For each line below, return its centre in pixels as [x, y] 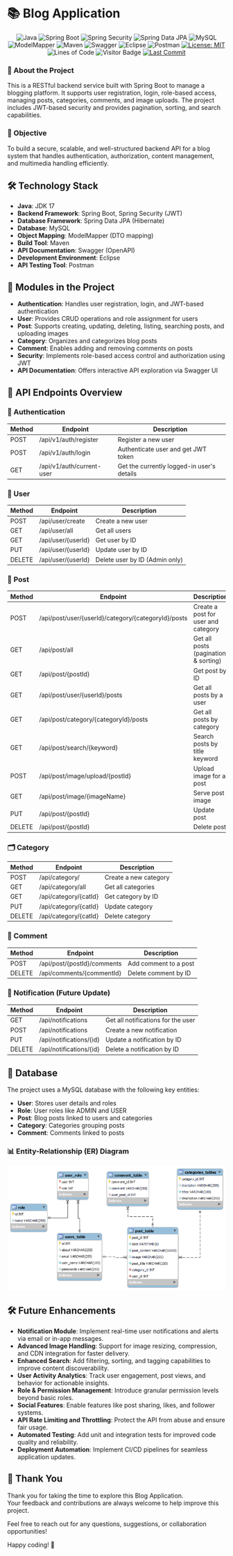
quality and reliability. [48, 1442]
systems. [30, 1412]
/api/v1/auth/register [69, 439]
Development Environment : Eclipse [69, 258]
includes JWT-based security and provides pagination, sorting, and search [114, 108]
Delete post [210, 827]
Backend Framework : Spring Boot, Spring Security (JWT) [100, 214]
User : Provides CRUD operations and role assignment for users [107, 319]
